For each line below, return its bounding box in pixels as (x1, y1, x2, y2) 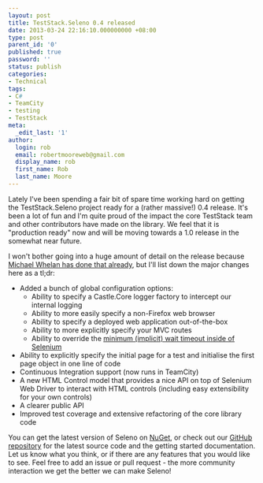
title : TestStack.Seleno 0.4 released (8, 19, 135, 27)
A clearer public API (19, 400, 84, 410)
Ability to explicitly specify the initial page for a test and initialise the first (19, 350, 254, 359)
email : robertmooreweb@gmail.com (15, 150, 125, 158)
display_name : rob (15, 158, 76, 166)
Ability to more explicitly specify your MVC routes (31, 325, 192, 335)
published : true (8, 48, 61, 56)
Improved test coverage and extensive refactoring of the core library (19, 409, 243, 418)
